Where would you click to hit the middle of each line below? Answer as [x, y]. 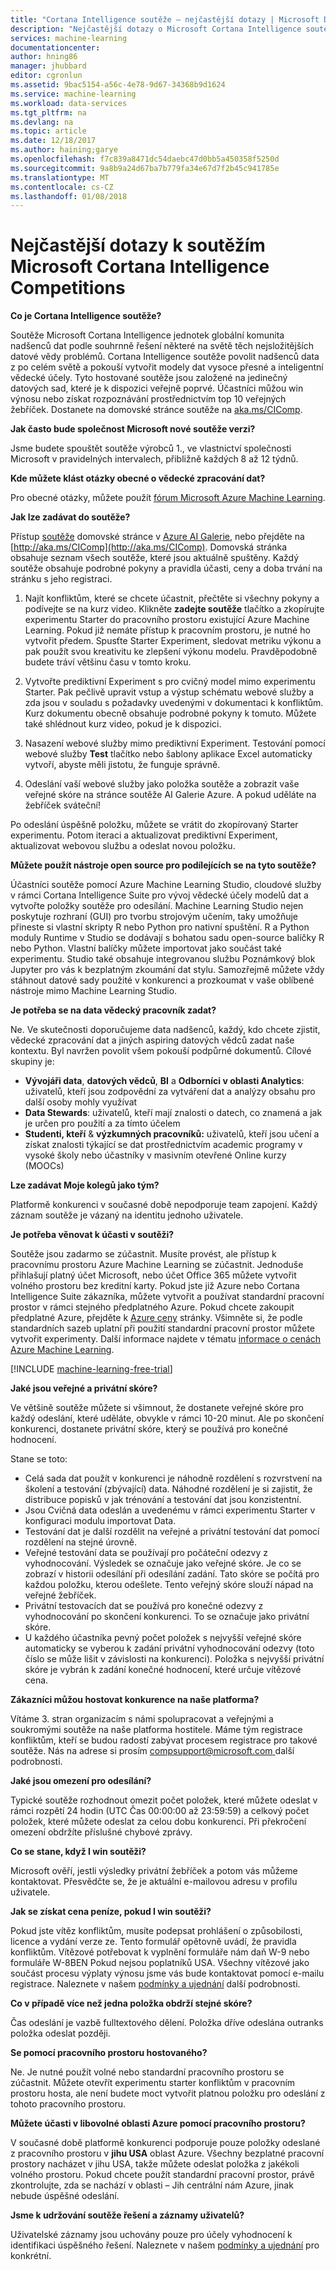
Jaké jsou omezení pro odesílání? [81, 1781]
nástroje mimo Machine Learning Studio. [94, 991]
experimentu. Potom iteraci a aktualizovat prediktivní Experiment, [144, 835]
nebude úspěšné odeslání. [65, 2196]
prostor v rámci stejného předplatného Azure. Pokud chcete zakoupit [152, 1307]
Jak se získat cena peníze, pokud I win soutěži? [111, 1912]
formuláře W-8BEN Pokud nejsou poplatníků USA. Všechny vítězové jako [160, 1963]
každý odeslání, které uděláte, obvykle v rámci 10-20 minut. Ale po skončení [167, 1418]
